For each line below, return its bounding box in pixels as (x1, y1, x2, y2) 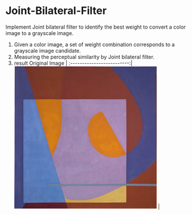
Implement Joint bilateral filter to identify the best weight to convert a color (5, 23, 186, 30)
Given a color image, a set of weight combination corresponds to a (13, 41, 175, 48)
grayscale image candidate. (13, 47, 81, 54)
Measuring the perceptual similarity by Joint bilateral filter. (13, 53, 155, 60)
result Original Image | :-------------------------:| (13, 60, 133, 67)
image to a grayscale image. (5, 29, 74, 36)
